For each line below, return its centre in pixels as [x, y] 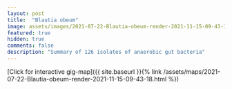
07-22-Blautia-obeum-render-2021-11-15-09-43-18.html [87, 79]
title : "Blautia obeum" [43, 20]
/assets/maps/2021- [192, 71]
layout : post [26, 13]
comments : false [30, 46]
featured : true [29, 33]
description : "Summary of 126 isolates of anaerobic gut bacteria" [106, 52]
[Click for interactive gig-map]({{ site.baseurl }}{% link [85, 71]
